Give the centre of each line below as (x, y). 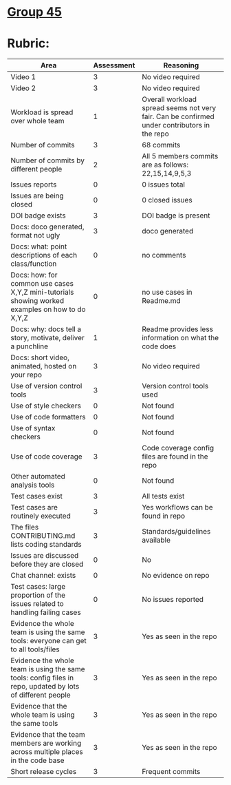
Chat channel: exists (43, 576)
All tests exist (163, 496)
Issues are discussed (45, 556)
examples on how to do (48, 309)
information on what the (180, 338)
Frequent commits (171, 772)
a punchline (30, 346)
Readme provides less (178, 329)
